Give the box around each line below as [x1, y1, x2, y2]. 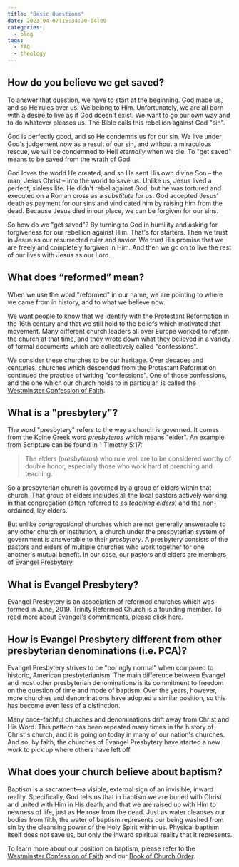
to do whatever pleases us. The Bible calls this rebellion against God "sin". [7, 118, 225, 127]
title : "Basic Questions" [7, 10, 84, 18]
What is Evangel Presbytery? [7, 578, 139, 590]
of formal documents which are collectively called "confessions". [7, 342, 198, 350]
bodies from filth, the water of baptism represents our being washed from [7, 815, 224, 824]
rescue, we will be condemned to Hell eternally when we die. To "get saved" [7, 147, 232, 155]
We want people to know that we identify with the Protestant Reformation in [7, 312, 230, 320]
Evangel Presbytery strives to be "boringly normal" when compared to [7, 663, 214, 672]
